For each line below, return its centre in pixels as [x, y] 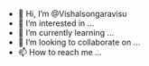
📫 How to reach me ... [60, 52]
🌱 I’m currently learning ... [66, 33]
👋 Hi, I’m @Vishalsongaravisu [72, 14]
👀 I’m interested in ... [56, 23]
